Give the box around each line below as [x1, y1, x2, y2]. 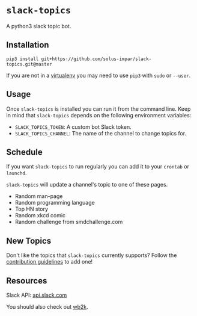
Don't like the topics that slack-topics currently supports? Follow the [6, 252, 177, 259]
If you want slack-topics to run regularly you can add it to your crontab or [6, 163, 189, 170]
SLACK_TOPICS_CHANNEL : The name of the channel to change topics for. [14, 129, 187, 137]
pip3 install [6, 56, 39, 62]
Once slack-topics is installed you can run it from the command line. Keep [6, 105, 191, 113]
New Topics [6, 235, 52, 246]
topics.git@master [6, 61, 52, 67]
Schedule [6, 147, 43, 157]
